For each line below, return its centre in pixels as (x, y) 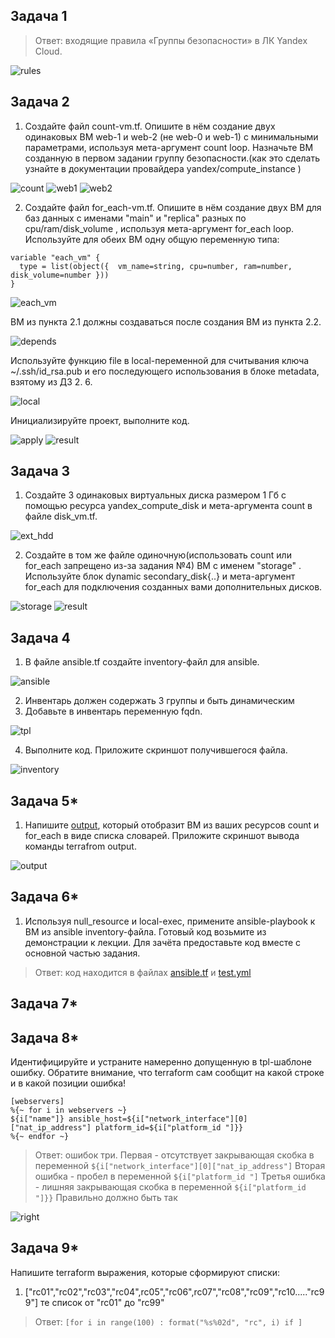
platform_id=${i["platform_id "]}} (169, 1128)
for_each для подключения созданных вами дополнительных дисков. (173, 587)
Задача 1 (39, 16)
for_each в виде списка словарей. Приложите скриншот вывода (162, 836)
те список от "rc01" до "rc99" (102, 1302)
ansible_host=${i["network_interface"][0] (158, 1119)
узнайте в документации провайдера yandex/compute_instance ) (163, 168)
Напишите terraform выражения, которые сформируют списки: (145, 1272)
